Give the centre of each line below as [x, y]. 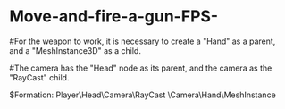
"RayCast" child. [39, 77]
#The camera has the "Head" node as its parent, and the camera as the [141, 68]
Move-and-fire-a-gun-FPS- [114, 17]
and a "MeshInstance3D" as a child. [75, 50]
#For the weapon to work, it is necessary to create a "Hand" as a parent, [142, 41]
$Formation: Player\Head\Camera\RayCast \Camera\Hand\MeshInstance [143, 95]
